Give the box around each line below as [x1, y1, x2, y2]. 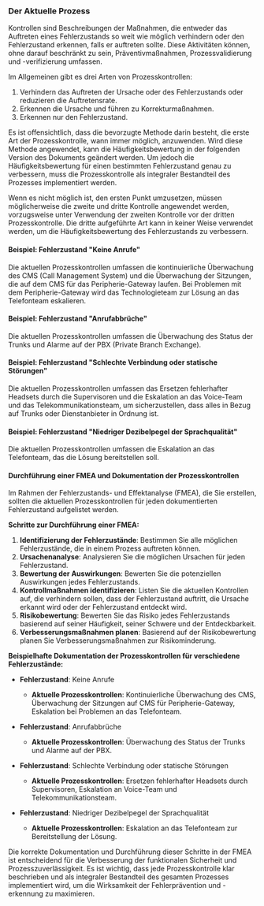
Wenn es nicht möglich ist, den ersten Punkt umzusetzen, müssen [8, 193, 222, 202]
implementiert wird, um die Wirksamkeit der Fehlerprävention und [8, 881, 221, 890]
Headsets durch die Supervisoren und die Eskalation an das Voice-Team [8, 392, 243, 401]
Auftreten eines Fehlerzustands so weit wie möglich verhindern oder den [8, 32, 244, 41]
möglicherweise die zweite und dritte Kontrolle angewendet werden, [8, 202, 230, 211]
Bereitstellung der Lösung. [31, 832, 117, 841]
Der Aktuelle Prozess [8, 6, 91, 17]
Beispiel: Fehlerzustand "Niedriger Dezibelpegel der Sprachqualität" [8, 427, 238, 436]
